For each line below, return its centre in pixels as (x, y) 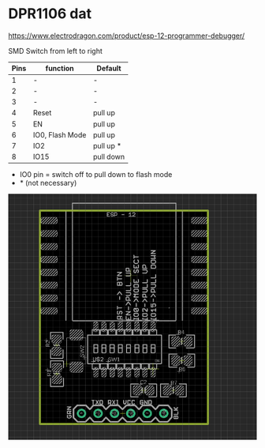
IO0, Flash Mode (60, 134)
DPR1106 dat (50, 14)
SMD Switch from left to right (55, 51)
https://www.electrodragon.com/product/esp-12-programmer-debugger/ (127, 36)
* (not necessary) (48, 183)
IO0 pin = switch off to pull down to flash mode (96, 174)
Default (109, 69)
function (60, 69)
